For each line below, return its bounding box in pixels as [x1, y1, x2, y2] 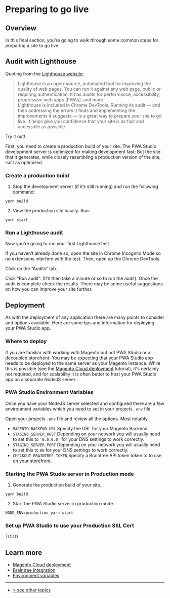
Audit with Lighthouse [5, 57, 77, 66]
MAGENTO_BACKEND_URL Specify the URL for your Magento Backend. [12, 425, 149, 431]
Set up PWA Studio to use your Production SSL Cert [5, 522, 134, 529]
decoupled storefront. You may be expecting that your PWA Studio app [5, 355, 153, 361]
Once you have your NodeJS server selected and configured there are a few [5, 400, 164, 406]
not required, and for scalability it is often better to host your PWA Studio [5, 371, 157, 377]
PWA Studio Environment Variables [5, 389, 94, 396]
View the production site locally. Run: [12, 208, 90, 214]
